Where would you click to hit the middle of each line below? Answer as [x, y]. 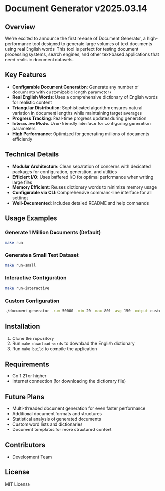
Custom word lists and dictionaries [47, 424]
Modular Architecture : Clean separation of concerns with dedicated [82, 166]
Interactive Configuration [36, 278]
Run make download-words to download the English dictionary [73, 343]
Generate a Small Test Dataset [42, 255]
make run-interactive [27, 288]
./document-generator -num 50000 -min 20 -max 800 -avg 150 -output [77, 311]
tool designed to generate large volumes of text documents [93, 44]
